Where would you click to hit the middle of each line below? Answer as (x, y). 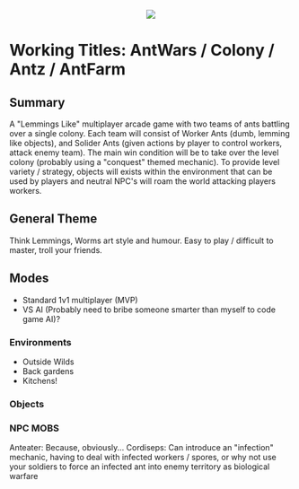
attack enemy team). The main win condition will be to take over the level (144, 153)
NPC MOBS (35, 428)
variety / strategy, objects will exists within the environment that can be (141, 171)
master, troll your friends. (56, 249)
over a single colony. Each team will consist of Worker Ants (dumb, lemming (149, 133)
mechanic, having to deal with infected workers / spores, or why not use (143, 458)
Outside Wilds (48, 362)
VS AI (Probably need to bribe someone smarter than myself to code (149, 310)
